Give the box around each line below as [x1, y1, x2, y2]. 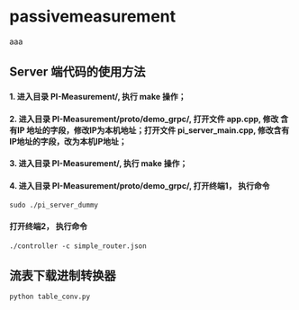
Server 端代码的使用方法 [9, 65, 146, 80]
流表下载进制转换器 [9, 268, 116, 283]
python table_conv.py [9, 292, 91, 302]
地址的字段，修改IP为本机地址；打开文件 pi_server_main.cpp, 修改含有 [26, 124, 290, 136]
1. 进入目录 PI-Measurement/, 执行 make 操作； [9, 91, 186, 102]
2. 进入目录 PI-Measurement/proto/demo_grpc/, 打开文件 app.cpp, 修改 [9, 113, 279, 124]
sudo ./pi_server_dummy [9, 200, 99, 210]
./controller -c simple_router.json [9, 241, 147, 251]
